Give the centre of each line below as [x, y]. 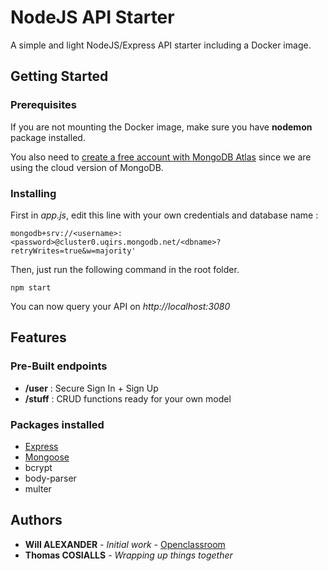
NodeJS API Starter [92, 17]
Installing [33, 193]
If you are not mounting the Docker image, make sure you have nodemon [161, 127]
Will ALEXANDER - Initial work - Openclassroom [125, 544]
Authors [36, 520]
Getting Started [59, 76]
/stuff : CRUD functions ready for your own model [128, 398]
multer [38, 488]
